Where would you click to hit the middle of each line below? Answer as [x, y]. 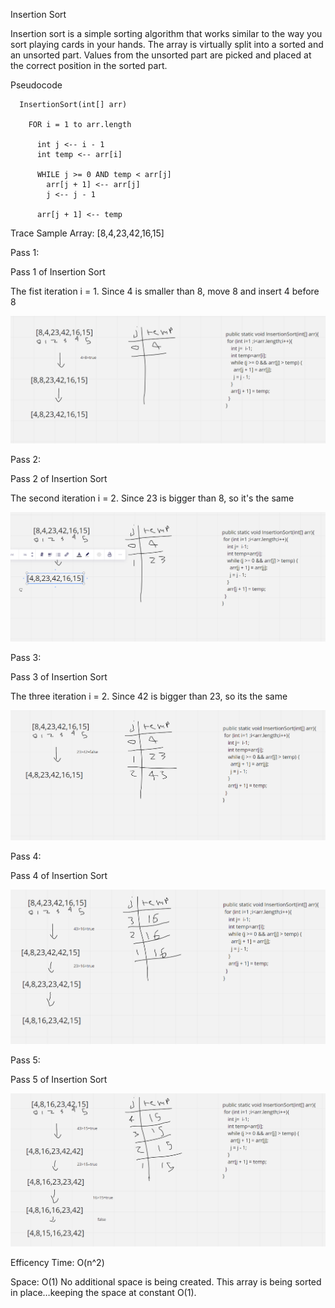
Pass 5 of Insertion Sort [59, 1079]
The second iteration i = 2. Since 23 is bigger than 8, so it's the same [152, 498]
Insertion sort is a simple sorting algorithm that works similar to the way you [166, 33]
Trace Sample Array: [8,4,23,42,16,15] [87, 233]
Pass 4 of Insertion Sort [59, 876]
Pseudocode [36, 85]
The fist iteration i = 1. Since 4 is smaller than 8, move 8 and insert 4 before [165, 291]
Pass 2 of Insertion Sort [59, 478]
